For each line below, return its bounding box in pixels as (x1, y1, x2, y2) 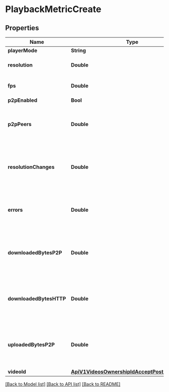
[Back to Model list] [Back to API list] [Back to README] (5, 381, 121, 387)
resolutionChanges (8, 164, 55, 170)
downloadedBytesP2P (8, 249, 62, 256)
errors (8, 207, 23, 213)
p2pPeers (8, 121, 32, 127)
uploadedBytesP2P (8, 341, 55, 348)
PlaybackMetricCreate (5, 4, 102, 15)
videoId (8, 368, 26, 375)
